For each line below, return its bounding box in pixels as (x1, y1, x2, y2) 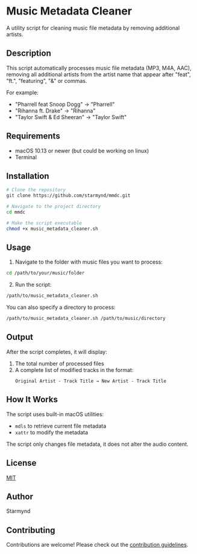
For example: (6, 89, 39, 96)
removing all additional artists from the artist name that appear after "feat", (6, 71, 191, 78)
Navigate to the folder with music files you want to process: (14, 258, 163, 266)
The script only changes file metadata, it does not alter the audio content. (6, 440, 189, 448)
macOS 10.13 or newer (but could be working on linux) (14, 147, 149, 154)
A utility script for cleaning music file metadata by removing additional (6, 24, 180, 31)
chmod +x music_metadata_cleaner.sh (6, 226, 98, 232)
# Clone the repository (6, 187, 66, 193)
